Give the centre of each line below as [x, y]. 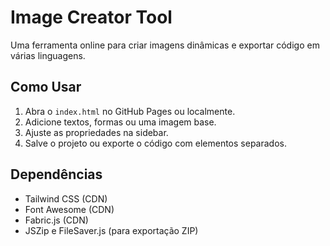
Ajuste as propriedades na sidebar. [96, 132]
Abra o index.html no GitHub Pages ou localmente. [130, 111]
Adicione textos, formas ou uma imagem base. [120, 122]
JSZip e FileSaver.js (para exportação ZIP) [111, 230]
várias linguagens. [48, 55]
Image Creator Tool [91, 17]
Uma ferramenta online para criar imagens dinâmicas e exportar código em [165, 45]
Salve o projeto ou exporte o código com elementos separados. [155, 143]
